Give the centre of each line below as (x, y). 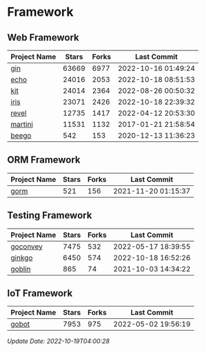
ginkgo (22, 258)
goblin (21, 269)
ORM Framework (44, 160)
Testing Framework (50, 215)
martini (22, 124)
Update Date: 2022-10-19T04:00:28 (59, 341)
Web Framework (43, 38)
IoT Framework (40, 293)
